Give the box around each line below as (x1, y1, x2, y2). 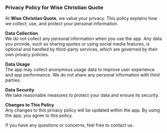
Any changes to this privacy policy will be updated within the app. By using (5, 107, 160, 113)
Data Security (5, 87, 35, 93)
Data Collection (5, 30, 39, 36)
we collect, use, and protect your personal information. (5, 20, 119, 26)
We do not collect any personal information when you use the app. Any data (5, 35, 162, 41)
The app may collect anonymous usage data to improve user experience (5, 66, 155, 72)
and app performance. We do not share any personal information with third (5, 72, 160, 78)
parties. (5, 77, 21, 83)
